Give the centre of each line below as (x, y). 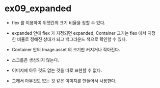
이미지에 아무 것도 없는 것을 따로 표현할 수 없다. (57, 70)
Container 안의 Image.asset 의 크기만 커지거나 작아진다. (66, 49)
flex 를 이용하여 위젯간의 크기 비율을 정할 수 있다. (59, 22)
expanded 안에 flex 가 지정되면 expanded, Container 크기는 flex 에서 (79, 33)
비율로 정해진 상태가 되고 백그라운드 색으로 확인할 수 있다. (72, 39)
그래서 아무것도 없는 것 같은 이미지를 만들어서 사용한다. (64, 81)
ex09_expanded (38, 9)
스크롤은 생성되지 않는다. (35, 60)
